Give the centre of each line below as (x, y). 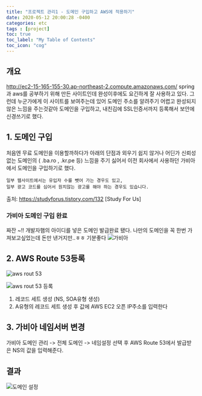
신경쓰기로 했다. (25, 116)
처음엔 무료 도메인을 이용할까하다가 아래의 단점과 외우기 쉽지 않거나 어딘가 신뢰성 (101, 153)
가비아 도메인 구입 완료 (37, 216)
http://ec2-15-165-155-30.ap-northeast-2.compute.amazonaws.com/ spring (100, 86)
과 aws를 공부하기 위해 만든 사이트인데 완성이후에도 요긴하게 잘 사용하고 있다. (97, 94)
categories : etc (27, 23)
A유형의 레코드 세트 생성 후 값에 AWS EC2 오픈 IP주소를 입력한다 (91, 306)
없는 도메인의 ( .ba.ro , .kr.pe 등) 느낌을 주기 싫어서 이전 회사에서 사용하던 (93, 160)
